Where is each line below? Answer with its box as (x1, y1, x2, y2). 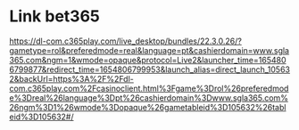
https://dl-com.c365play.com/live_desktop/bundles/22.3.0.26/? (9, 36, 243, 46)
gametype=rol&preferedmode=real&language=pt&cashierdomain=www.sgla (9, 45, 290, 55)
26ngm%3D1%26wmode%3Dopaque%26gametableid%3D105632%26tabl (9, 102, 287, 112)
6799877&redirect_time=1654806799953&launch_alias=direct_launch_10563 (9, 64, 291, 75)
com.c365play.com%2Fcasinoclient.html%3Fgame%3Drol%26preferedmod (9, 83, 289, 93)
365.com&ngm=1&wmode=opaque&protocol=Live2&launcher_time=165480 (9, 54, 287, 65)
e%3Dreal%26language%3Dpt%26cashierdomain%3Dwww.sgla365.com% (9, 92, 288, 103)
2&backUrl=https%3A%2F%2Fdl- (9, 73, 134, 84)
